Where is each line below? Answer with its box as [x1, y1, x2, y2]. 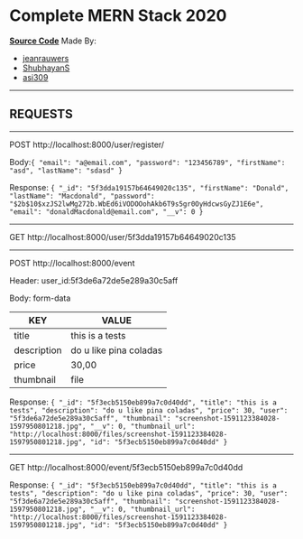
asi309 [22, 71, 49, 82]
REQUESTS [9, 107, 74, 122]
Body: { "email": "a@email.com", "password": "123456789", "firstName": [9, 156, 286, 167]
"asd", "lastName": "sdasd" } [9, 166, 124, 175]
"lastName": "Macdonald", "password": [9, 191, 155, 200]
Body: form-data [9, 293, 71, 303]
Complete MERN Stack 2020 [9, 5, 227, 26]
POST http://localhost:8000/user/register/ [9, 139, 165, 150]
